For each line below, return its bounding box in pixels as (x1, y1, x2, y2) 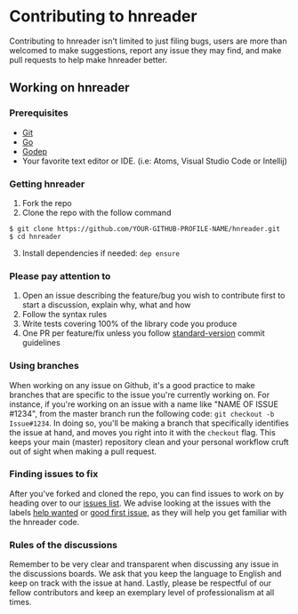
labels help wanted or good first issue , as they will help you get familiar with (9, 506, 287, 517)
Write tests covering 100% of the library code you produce (21, 318, 238, 330)
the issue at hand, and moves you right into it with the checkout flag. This (9, 427, 276, 437)
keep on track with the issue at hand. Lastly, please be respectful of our (9, 578, 272, 588)
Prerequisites (9, 107, 68, 119)
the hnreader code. (9, 516, 80, 527)
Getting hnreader (9, 178, 85, 190)
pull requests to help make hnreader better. (9, 54, 167, 65)
